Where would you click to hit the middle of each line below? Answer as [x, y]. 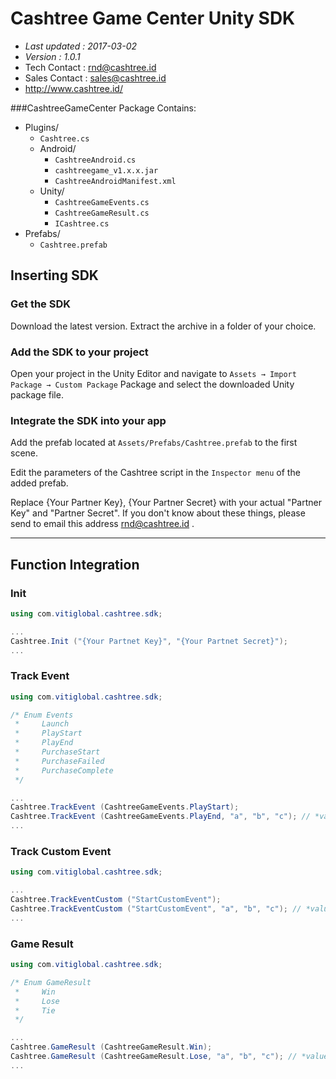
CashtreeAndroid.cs [95, 160]
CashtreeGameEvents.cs [102, 202]
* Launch [42, 724]
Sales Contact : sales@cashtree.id [95, 78]
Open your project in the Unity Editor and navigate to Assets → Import [153, 373]
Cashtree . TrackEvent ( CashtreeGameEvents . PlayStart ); [125, 807]
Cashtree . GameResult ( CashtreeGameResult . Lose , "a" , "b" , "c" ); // [154, 1057]
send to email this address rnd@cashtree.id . [102, 524]
